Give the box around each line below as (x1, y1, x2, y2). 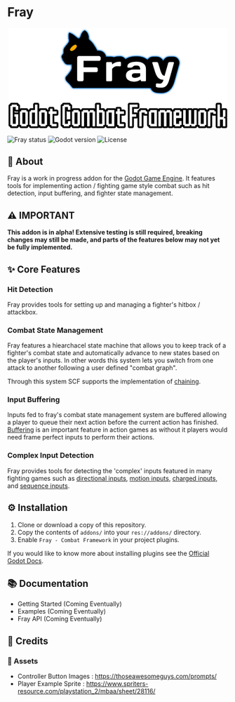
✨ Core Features (7, 263, 81, 275)
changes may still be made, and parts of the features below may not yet (7, 236, 220, 244)
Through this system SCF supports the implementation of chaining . (7, 377, 201, 386)
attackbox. (7, 307, 38, 316)
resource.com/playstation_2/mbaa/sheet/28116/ (17, 687, 156, 696)
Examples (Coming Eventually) (17, 607, 107, 616)
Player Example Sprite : (17, 680, 85, 688)
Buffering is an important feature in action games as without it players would (7, 425, 228, 434)
